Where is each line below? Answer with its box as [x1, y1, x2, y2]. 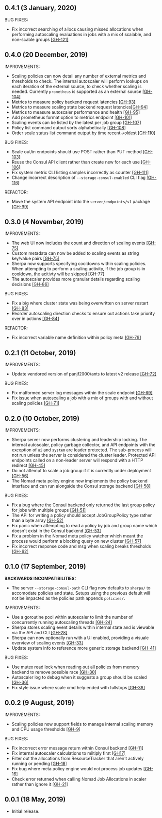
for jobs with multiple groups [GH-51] [11, 507, 86, 513]
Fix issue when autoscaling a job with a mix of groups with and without [11, 395, 153, 401]
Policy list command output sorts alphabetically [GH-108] [11, 124, 126, 130]
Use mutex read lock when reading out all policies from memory [11, 664, 140, 670]
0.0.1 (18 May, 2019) [4, 795, 66, 804]
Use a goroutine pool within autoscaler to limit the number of [11, 614, 133, 620]
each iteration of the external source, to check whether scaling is [11, 83, 142, 89]
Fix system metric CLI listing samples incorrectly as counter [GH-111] [11, 169, 149, 175]
